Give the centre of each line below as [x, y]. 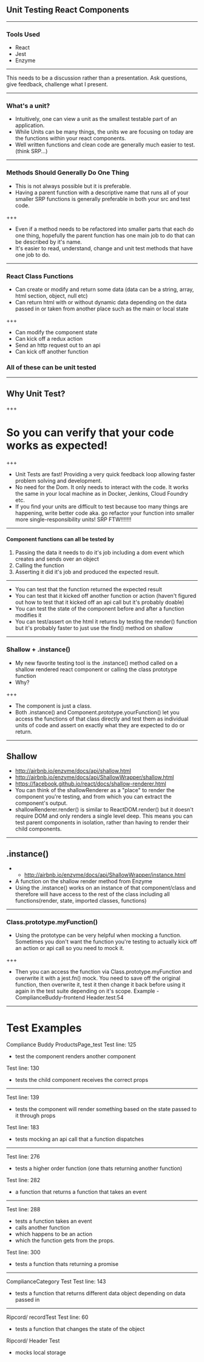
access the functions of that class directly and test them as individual [102, 719]
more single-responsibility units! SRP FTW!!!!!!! [73, 519]
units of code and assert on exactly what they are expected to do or [100, 725]
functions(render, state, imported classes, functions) [81, 901]
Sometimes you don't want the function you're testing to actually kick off [106, 942]
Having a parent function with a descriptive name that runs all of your [102, 192]
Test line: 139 [23, 1097]
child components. [38, 829]
